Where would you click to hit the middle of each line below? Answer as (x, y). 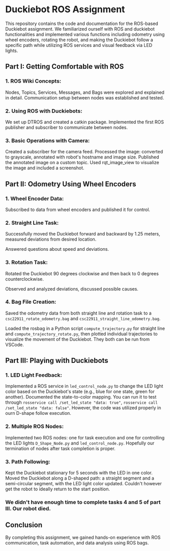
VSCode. (15, 345)
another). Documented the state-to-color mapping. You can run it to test (81, 397)
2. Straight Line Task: (32, 223)
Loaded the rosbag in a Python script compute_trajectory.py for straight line (85, 328)
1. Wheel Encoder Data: (35, 198)
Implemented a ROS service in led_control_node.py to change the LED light (84, 386)
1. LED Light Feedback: (34, 375)
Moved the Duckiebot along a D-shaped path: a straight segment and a (80, 478)
